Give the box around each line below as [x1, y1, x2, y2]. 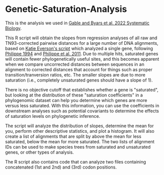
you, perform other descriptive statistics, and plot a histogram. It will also [5, 128, 155, 134]
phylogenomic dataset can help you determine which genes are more [5, 97, 148, 103]
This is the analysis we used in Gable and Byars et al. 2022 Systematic [5, 20, 150, 26]
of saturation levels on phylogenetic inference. [5, 113, 100, 119]
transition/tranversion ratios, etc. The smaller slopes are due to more [5, 72, 146, 78]
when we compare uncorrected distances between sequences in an [5, 61, 145, 67]
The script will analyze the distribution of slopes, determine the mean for [5, 123, 154, 129]
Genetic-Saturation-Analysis [5, 3, 127, 15]
